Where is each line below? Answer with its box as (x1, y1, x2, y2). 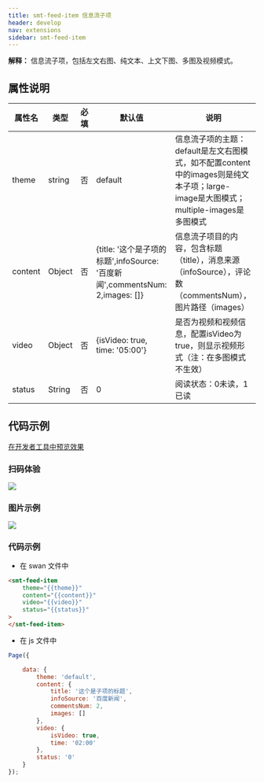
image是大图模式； (174, 193, 245, 204)
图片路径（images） (174, 302, 250, 313)
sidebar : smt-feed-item (8, 33, 86, 42)
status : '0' (36, 753, 76, 762)
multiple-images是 (174, 205, 245, 216)
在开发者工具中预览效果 (8, 441, 84, 451)
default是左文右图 (174, 146, 241, 157)
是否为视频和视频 (174, 316, 238, 327)
